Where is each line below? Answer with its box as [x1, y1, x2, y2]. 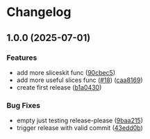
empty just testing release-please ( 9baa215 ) [16, 116, 144, 125]
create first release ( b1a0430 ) [16, 83, 102, 91]
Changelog [6, 4, 72, 20]
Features [6, 53, 37, 63]
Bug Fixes [6, 100, 41, 110]
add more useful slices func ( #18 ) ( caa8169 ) [16, 76, 143, 84]
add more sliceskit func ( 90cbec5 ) [16, 68, 116, 76]
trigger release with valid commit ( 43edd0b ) [16, 124, 143, 132]
